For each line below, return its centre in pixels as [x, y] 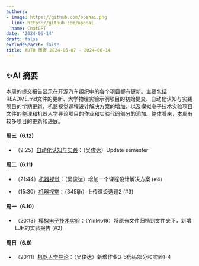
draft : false [22, 39]
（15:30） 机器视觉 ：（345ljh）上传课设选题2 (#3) [74, 191]
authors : [17, 12]
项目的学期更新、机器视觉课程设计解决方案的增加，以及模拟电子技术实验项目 [99, 106]
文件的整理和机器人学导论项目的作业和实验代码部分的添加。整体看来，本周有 [99, 113]
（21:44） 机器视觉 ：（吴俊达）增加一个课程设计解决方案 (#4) [89, 179]
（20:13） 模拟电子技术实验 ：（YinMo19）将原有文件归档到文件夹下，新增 [103, 221]
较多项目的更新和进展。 [35, 121]
